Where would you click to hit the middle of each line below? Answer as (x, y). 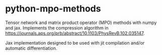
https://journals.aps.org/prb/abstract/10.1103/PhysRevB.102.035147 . (75, 33)
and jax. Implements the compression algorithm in (57, 27)
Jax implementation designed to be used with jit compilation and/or (75, 42)
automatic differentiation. (31, 48)
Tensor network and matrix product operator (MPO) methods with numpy (81, 22)
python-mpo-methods (53, 9)
